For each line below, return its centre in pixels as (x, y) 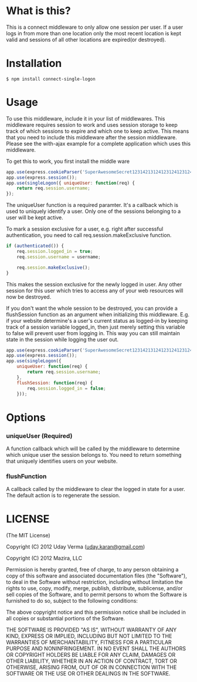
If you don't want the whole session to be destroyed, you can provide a (92, 308)
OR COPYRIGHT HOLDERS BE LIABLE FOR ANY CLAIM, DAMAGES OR (91, 655)
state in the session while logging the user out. (62, 339)
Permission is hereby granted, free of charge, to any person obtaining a (92, 570)
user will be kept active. (35, 218)
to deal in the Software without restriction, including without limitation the (94, 582)
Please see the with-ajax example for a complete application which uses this (98, 143)
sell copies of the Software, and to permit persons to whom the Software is (97, 594)
